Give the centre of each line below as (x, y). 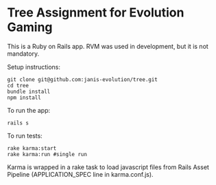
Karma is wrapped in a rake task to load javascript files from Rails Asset (108, 167)
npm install (24, 98)
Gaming (30, 27)
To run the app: (29, 110)
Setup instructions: (34, 67)
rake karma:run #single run (47, 154)
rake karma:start (32, 148)
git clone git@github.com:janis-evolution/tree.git (82, 79)
